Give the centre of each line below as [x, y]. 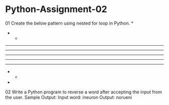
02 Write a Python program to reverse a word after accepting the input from [83, 92]
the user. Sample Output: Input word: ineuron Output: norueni [69, 97]
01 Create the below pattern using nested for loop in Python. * [69, 23]
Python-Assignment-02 [56, 9]
